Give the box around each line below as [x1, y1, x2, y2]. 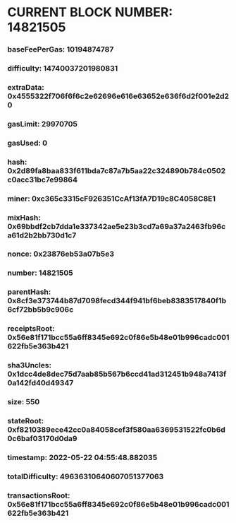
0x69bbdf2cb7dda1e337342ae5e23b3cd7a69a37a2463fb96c [7, 221, 226, 231]
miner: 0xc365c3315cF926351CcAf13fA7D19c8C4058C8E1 [7, 194, 216, 204]
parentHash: [7, 287, 51, 297]
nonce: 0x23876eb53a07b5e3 [7, 249, 115, 259]
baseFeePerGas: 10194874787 [7, 45, 114, 54]
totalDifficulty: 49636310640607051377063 [7, 471, 164, 481]
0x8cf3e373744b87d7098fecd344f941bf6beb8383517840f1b [7, 296, 227, 306]
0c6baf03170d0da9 [7, 434, 77, 444]
